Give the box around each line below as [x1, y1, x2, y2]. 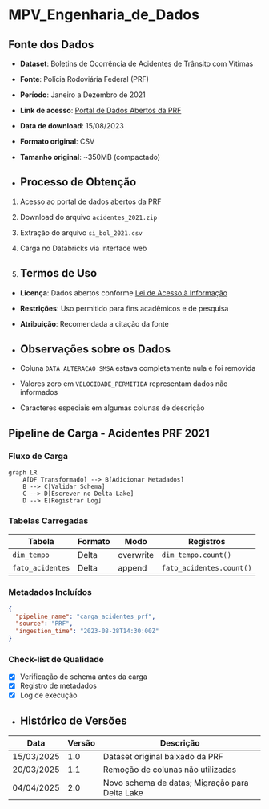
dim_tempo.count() [161, 551, 232, 559]
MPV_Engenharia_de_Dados [8, 6, 200, 24]
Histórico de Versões [19, 713, 127, 727]
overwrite [118, 550, 155, 561]
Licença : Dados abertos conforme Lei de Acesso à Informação [19, 287, 228, 298]
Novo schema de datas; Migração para [102, 777, 249, 788]
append [118, 563, 147, 574]
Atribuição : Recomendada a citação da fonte [19, 319, 170, 328]
